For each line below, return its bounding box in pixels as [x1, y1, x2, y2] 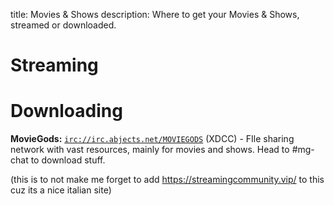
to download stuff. [30, 154, 106, 166]
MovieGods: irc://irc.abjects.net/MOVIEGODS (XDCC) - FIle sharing [10, 133, 295, 145]
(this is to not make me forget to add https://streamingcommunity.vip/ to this [10, 174, 325, 186]
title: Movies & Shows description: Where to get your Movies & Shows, [10, 9, 300, 20]
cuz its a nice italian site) [10, 184, 112, 196]
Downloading [10, 100, 123, 123]
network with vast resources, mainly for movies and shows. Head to [10, 144, 290, 156]
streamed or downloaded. [10, 19, 117, 31]
